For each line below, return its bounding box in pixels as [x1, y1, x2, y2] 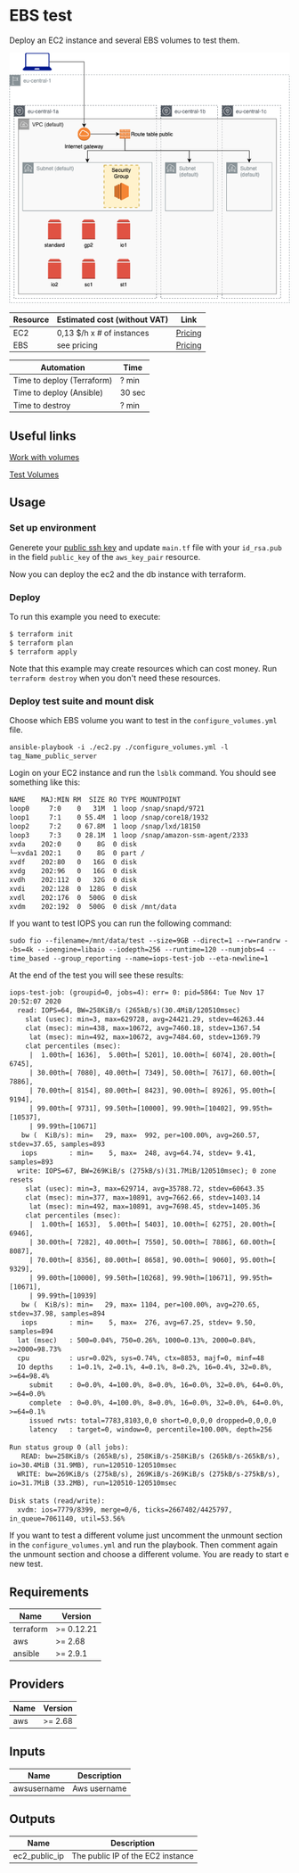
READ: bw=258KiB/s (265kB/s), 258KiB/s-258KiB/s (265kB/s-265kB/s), [20, 1452, 280, 1461]
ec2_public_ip [12, 1851, 65, 1861]
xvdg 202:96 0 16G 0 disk [9, 867, 138, 876]
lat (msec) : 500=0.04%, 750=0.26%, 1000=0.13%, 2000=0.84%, [17, 1336, 256, 1345]
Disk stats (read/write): [9, 1497, 105, 1506]
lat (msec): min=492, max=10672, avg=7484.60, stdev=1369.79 [28, 1033, 261, 1042]
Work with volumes [9, 451, 80, 462]
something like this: [9, 777, 81, 788]
